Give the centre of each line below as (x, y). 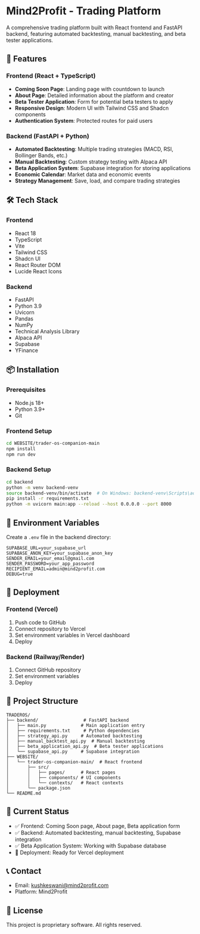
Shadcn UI (27, 258)
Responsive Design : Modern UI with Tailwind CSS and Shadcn (92, 108)
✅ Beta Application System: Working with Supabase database (90, 846)
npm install (21, 449)
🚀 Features (26, 59)
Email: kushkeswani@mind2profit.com (62, 885)
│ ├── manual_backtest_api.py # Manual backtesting (76, 741)
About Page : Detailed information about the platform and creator (94, 95)
